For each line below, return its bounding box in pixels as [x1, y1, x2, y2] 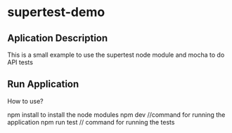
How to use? [7, 97, 44, 105]
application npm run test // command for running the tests [7, 118, 175, 126]
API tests [7, 58, 34, 66]
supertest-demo [7, 4, 105, 20]
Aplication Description [7, 32, 108, 44]
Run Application [7, 78, 79, 90]
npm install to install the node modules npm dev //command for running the [7, 110, 226, 119]
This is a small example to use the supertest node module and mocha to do [7, 50, 225, 59]
